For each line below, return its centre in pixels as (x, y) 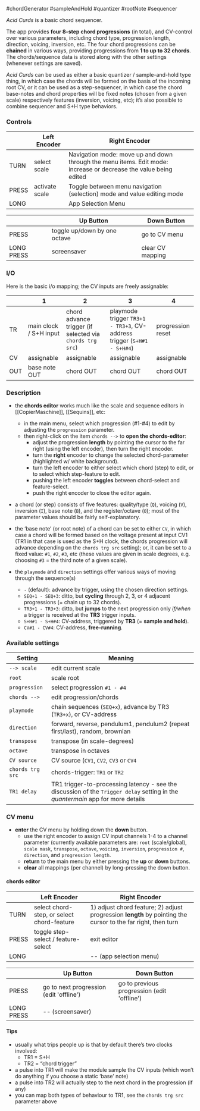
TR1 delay (23, 792)
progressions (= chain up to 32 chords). (73, 602)
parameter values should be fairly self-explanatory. (77, 517)
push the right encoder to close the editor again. (92, 492)
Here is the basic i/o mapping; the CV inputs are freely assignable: (87, 286)
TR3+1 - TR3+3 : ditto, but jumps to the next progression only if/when (107, 608)
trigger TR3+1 (128, 318)
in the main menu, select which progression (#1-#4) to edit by (99, 423)
